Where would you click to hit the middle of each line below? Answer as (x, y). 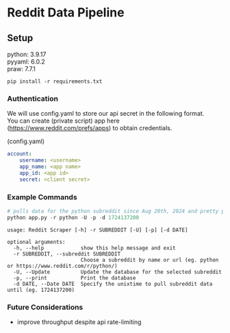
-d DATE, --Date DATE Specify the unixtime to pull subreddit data (113, 284)
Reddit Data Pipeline (66, 13)
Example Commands (42, 197)
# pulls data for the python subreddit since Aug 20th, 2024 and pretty (113, 211)
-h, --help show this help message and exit (94, 248)
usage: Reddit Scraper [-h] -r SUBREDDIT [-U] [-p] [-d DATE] (98, 230)
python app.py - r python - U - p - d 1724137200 (73, 217)
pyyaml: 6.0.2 (26, 62)
